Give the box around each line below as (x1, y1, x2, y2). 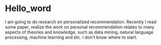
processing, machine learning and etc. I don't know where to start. (5, 34, 137, 40)
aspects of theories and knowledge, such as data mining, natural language (5, 29, 154, 35)
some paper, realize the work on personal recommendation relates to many (5, 24, 155, 30)
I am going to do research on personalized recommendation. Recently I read (5, 19, 157, 25)
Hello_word (5, 3, 52, 14)
